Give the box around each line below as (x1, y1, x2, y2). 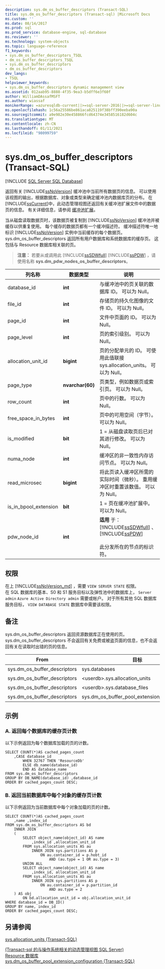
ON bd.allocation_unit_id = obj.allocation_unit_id (23, 895, 131, 900)
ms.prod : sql (5, 26, 32, 30)
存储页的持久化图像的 (99, 298, 149, 305)
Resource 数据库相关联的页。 (19, 242, 79, 248)
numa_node (7, 455, 35, 462)
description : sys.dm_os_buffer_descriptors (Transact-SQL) (5, 7, 129, 12)
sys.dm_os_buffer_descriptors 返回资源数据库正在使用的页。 (5, 631, 128, 637)
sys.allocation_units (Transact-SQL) (5, 936, 77, 942)
